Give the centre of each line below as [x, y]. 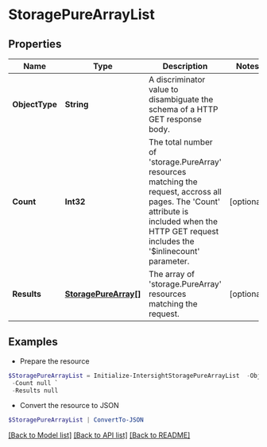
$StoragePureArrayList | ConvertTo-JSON [76, 420]
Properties [35, 44]
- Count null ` [35, 383]
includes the [171, 241]
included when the [183, 222]
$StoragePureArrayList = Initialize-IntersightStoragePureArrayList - [129, 376]
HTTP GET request [184, 231]
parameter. [169, 261]
